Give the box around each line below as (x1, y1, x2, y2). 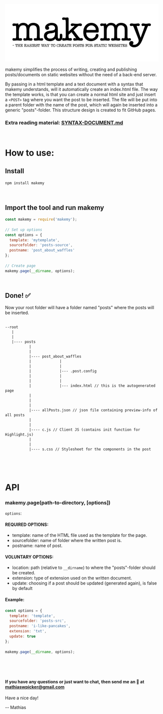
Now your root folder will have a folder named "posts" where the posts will (5, 304, 154, 310)
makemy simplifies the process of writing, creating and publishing (5, 66, 137, 72)
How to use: (5, 147, 54, 159)
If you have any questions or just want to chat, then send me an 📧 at (5, 679, 145, 685)
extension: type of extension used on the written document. (12, 575, 132, 581)
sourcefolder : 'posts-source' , (9, 243, 73, 248)
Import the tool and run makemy (5, 203, 105, 211)
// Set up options (5, 227, 42, 232)
